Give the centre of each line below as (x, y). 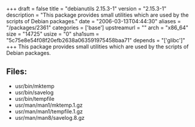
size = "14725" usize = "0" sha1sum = (53, 34)
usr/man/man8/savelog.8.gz (50, 117)
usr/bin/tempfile (35, 98)
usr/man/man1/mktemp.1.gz (49, 105)
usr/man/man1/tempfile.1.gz (49, 111)
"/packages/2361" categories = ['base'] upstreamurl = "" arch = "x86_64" (97, 27)
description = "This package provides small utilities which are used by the (97, 15)
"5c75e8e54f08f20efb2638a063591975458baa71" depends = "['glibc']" (96, 40)
